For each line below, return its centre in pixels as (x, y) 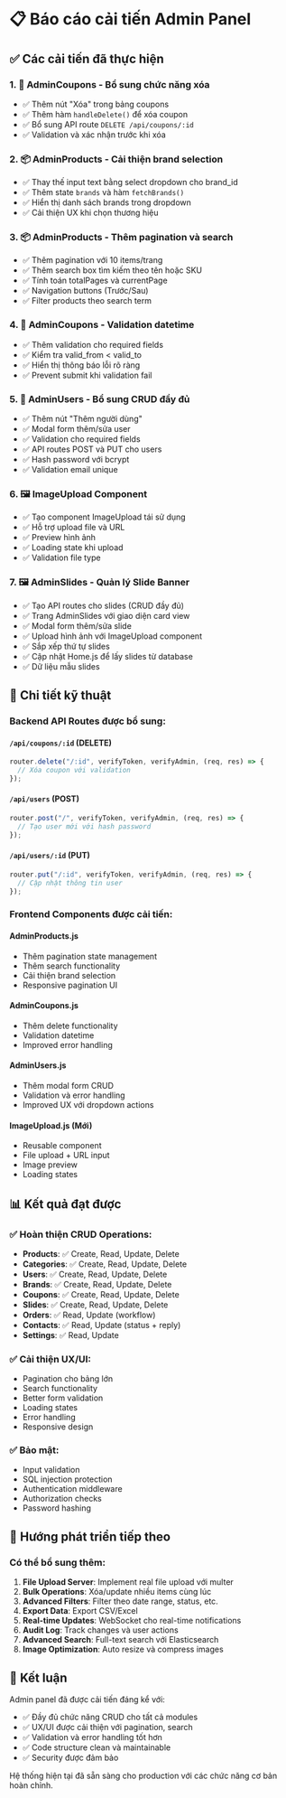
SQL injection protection (67, 1479)
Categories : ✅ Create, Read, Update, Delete (105, 1264)
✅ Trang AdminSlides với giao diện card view (106, 615)
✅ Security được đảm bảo (70, 1757)
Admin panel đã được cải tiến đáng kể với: (87, 1699)
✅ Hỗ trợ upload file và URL (74, 528)
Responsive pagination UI (70, 985)
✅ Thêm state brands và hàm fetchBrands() (103, 192)
